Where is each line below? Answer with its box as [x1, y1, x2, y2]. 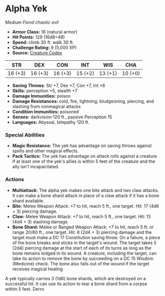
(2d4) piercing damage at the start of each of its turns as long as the [12, 245, 152, 251]
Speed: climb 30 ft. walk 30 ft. [12, 39, 74, 45]
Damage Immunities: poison [12, 93, 71, 99]
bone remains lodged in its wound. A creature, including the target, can [12, 250, 157, 256]
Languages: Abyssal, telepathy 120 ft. [12, 119, 90, 125]
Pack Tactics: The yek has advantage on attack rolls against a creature [12, 153, 157, 159]
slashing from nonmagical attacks [12, 103, 81, 109]
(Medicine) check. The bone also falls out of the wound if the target [12, 260, 149, 266]
